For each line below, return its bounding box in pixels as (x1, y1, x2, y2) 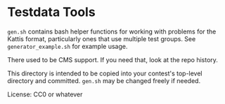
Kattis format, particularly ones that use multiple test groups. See (7, 34, 196, 43)
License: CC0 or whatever (7, 90, 83, 98)
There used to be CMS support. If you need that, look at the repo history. (7, 55, 218, 64)
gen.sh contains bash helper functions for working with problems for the (7, 27, 217, 36)
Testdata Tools (7, 4, 96, 20)
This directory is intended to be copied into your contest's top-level (7, 69, 202, 77)
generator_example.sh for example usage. (7, 42, 128, 50)
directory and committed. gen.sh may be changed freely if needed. (7, 76, 201, 84)
